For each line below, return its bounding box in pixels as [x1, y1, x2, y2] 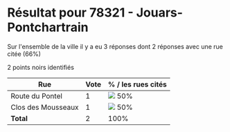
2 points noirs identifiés [7, 63, 75, 71]
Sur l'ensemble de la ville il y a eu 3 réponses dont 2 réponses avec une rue [7, 42, 224, 50]
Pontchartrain [7, 19, 89, 35]
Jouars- [136, 5, 184, 21]
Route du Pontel [10, 91, 62, 101]
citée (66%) [7, 50, 42, 58]
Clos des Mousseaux [10, 102, 79, 112]
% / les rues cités [107, 79, 168, 89]
